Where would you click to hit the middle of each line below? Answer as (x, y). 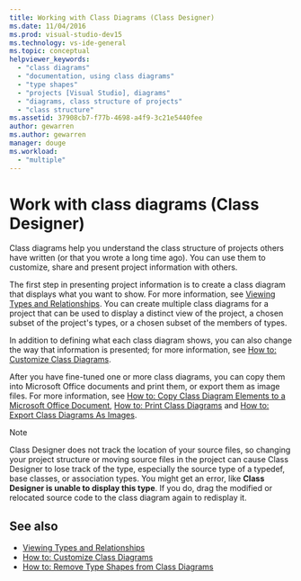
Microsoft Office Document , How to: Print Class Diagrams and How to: (139, 406)
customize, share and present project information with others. (124, 267)
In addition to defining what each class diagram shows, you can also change (150, 340)
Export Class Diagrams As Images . (73, 416)
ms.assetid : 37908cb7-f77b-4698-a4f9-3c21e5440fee (106, 118)
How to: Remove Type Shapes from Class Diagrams (118, 567)
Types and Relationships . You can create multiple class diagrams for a (139, 304)
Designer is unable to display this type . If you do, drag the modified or (141, 488)
